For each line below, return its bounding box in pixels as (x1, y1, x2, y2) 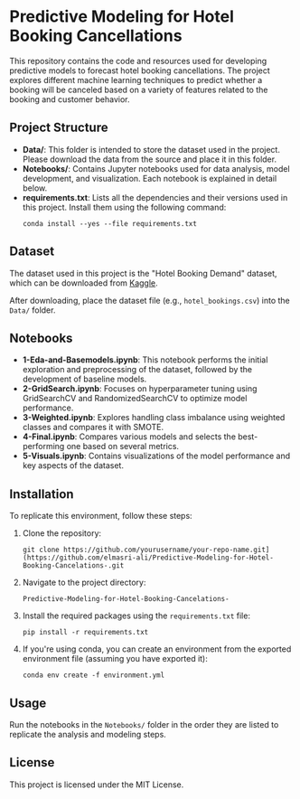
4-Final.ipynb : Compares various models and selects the (22, 431, 237, 442)
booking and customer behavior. (9, 93, 130, 105)
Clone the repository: (22, 528, 102, 539)
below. (22, 183, 48, 193)
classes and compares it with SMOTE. (22, 422, 164, 433)
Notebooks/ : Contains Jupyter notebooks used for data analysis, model (22, 163, 291, 174)
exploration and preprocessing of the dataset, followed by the (22, 364, 253, 375)
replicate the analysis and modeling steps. (9, 729, 167, 739)
